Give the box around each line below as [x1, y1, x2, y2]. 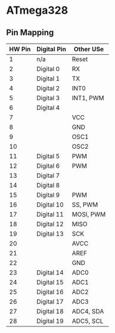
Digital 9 [36, 191, 60, 199]
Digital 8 [36, 181, 60, 189]
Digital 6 [36, 162, 60, 170]
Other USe [73, 45, 104, 53]
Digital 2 [36, 84, 60, 92]
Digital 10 [36, 201, 64, 209]
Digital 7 [36, 171, 60, 180]
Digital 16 [36, 288, 64, 296]
